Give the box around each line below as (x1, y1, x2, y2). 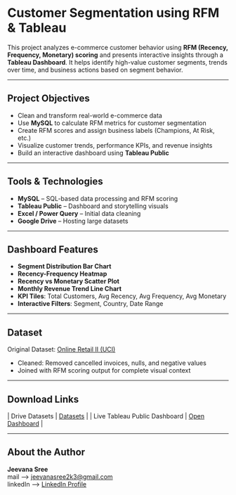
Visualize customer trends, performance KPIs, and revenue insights (17, 141, 213, 149)
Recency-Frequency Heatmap (17, 269, 107, 278)
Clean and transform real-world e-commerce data (17, 111, 163, 120)
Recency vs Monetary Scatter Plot (17, 277, 119, 285)
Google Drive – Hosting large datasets (17, 217, 129, 225)
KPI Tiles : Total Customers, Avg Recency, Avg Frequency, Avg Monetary (17, 292, 227, 300)
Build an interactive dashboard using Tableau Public (17, 148, 170, 157)
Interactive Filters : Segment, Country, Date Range (17, 300, 164, 308)
